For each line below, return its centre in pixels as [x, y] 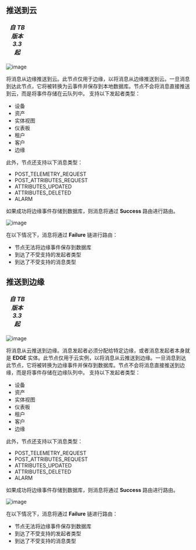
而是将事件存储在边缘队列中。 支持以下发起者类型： [78, 372]
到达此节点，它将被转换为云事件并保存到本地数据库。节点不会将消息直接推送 [98, 86]
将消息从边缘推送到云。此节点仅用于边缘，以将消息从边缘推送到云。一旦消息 [98, 78]
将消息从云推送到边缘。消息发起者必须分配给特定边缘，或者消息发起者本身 [95, 350]
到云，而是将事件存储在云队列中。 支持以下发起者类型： [73, 93]
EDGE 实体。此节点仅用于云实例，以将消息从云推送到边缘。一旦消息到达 [99, 358]
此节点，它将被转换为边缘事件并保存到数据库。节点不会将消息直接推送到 [93, 365]
